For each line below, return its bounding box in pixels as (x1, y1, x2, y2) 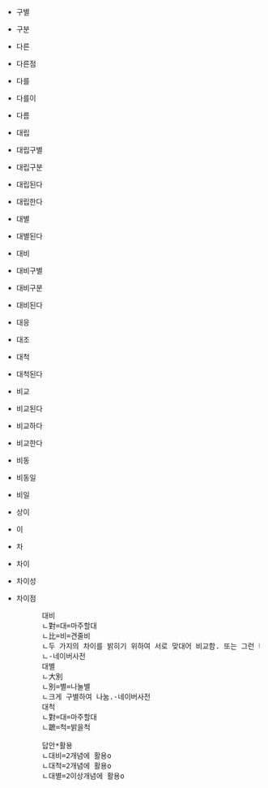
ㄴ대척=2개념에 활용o (41, 761, 112, 770)
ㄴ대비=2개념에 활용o (41, 751, 112, 760)
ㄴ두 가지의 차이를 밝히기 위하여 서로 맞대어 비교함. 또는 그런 (41, 642, 255, 651)
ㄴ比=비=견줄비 (41, 631, 91, 640)
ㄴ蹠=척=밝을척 (41, 723, 91, 732)
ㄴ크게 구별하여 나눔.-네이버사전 (41, 692, 151, 701)
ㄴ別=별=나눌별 (41, 683, 91, 691)
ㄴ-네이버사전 (41, 652, 87, 661)
